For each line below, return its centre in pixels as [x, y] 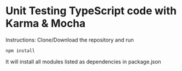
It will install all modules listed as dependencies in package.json [83, 62]
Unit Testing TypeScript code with [91, 11]
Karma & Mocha [46, 23]
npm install [20, 51]
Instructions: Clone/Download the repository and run [70, 40]
